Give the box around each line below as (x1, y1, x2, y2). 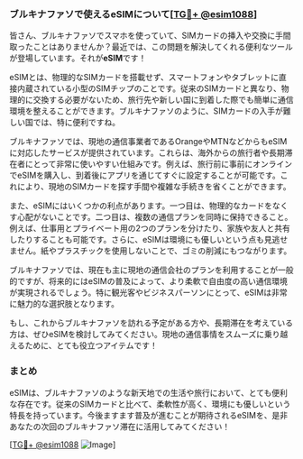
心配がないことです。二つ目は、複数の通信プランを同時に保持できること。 (16, 212, 293, 223)
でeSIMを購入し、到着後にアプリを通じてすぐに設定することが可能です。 (9, 170, 281, 181)
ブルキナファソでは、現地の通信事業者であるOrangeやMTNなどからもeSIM (9, 136, 288, 147)
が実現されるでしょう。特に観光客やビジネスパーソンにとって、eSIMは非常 (9, 287, 288, 298)
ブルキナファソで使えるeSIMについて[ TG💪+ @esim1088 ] (9, 7, 258, 20)
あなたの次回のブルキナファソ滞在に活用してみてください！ (9, 421, 231, 432)
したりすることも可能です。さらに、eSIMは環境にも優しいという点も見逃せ (9, 234, 289, 245)
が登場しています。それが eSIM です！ (9, 52, 147, 64)
